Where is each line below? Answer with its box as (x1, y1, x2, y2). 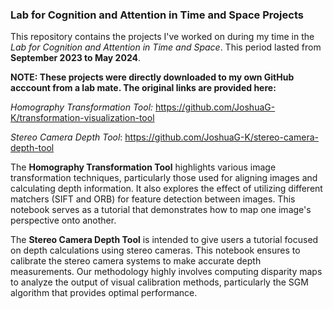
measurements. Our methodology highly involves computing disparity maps (10, 266, 323, 278)
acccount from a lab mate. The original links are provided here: (10, 82, 277, 94)
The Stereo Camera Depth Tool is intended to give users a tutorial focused (10, 234, 319, 246)
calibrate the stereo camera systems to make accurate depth (10, 255, 262, 267)
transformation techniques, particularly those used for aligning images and (10, 172, 318, 184)
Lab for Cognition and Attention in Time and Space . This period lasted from (10, 41, 322, 53)
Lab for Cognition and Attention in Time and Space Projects (10, 8, 304, 22)
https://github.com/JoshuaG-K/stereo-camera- (124, 131, 319, 143)
